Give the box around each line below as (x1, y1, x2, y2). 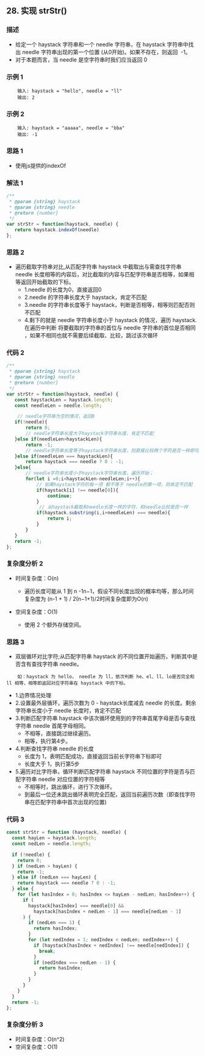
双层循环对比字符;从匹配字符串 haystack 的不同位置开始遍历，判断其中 (15, 653, 193, 660)
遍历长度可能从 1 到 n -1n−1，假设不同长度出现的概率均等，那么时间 (24, 587, 194, 595)
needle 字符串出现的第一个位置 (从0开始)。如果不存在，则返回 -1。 (22, 48, 191, 56)
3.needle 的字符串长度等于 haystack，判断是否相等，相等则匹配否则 (24, 301, 195, 309)
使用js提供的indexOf (15, 162, 67, 169)
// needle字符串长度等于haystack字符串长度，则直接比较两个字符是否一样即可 (25, 447, 200, 453)
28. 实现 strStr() (6, 5, 67, 16)
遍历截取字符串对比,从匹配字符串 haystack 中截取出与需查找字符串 (15, 263, 182, 270)
